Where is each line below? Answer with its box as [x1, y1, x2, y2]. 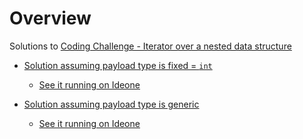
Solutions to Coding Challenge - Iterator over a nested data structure [9, 40, 292, 52]
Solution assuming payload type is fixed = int [23, 59, 213, 71]
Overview [9, 7, 92, 30]
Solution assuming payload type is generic [23, 98, 200, 110]
